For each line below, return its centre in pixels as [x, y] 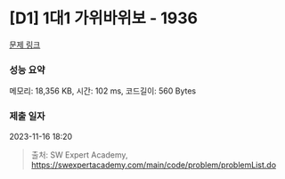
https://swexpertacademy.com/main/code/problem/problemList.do [154, 165]
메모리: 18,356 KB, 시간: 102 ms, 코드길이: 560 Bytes [103, 91]
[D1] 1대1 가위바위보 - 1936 [104, 18]
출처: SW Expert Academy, [79, 155]
